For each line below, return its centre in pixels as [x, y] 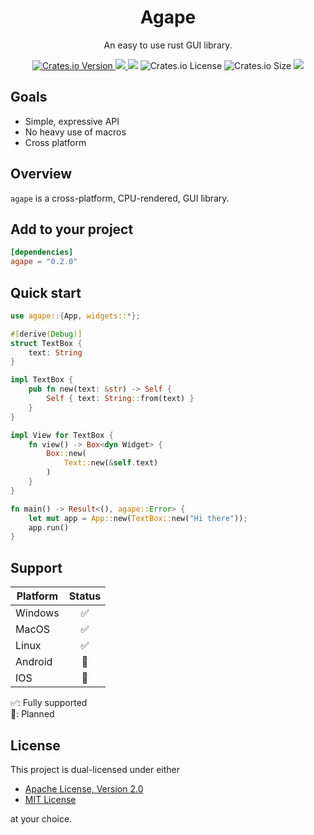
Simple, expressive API [72, 121]
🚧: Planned [32, 714]
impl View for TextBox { [62, 435]
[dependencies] [42, 252]
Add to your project [72, 229]
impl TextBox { [42, 380]
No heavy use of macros [75, 132]
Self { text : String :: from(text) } [120, 399]
